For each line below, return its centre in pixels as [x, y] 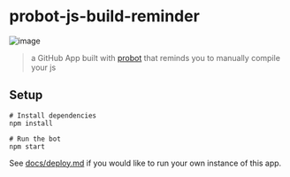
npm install [31, 123]
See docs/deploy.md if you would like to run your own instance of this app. [145, 163]
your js [43, 67]
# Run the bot [35, 139]
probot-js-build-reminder [105, 16]
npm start [27, 146]
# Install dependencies [53, 115]
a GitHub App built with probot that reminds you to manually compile [156, 58]
